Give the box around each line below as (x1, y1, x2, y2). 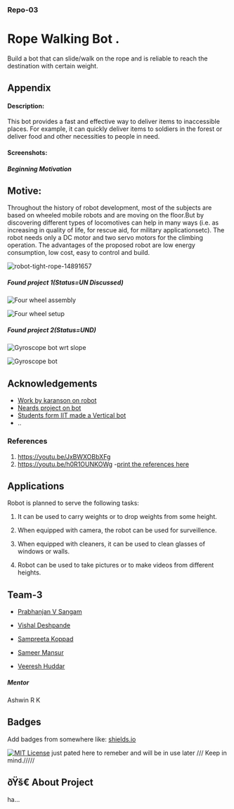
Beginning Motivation (7, 164, 72, 173)
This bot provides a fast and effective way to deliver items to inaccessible (7, 118, 220, 126)
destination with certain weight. (7, 61, 98, 70)
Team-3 (7, 589, 43, 601)
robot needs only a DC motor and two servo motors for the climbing (7, 234, 204, 242)
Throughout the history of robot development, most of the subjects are (7, 203, 212, 212)
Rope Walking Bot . (7, 31, 119, 47)
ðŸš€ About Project (7, 777, 93, 789)
